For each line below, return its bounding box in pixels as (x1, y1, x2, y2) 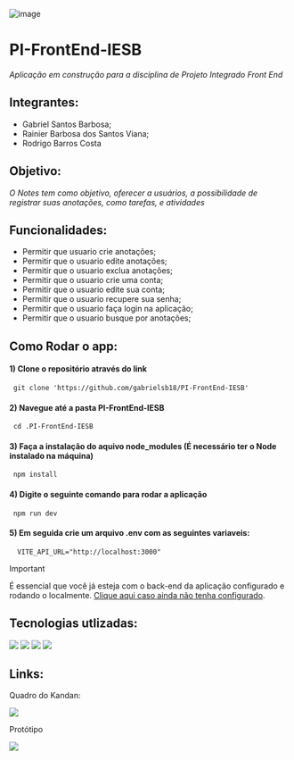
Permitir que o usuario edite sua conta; (21, 284, 165, 295)
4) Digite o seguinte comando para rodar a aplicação (9, 489, 208, 499)
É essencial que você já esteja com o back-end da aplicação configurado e (9, 580, 285, 591)
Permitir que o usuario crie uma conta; (21, 275, 164, 286)
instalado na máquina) (9, 450, 94, 461)
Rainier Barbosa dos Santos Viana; (21, 128, 150, 138)
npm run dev (12, 509, 58, 518)
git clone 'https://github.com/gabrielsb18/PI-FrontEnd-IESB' (12, 383, 249, 392)
